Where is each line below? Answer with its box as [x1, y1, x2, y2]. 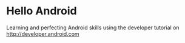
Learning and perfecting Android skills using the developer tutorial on [6, 24, 180, 31]
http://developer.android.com [6, 30, 80, 37]
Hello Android [6, 4, 77, 18]
